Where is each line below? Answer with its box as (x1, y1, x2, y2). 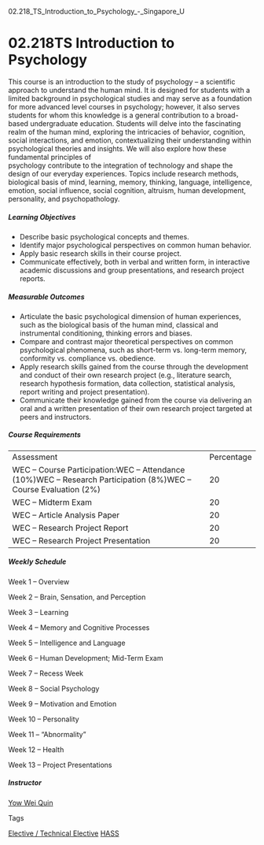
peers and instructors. (19, 412, 92, 421)
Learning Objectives (8, 212, 76, 221)
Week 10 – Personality (8, 714, 80, 724)
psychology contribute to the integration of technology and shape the (8, 161, 233, 170)
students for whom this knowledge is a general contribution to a (8, 110, 214, 120)
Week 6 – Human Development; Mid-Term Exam (8, 653, 163, 662)
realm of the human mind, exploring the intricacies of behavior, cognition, (8, 127, 246, 136)
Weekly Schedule (8, 557, 67, 566)
